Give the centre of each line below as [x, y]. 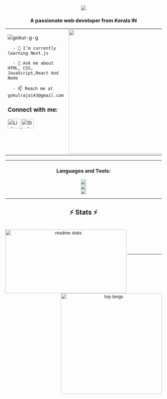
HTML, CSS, [20, 68]
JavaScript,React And [33, 73]
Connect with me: [33, 110]
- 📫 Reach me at [33, 89]
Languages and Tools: [83, 171]
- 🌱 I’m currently [34, 48]
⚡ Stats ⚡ [83, 212]
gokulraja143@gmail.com [36, 95]
